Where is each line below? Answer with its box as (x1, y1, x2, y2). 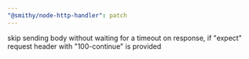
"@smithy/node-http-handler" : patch (7, 11, 127, 20)
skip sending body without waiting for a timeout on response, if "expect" (7, 33, 243, 42)
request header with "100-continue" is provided (7, 41, 162, 51)
